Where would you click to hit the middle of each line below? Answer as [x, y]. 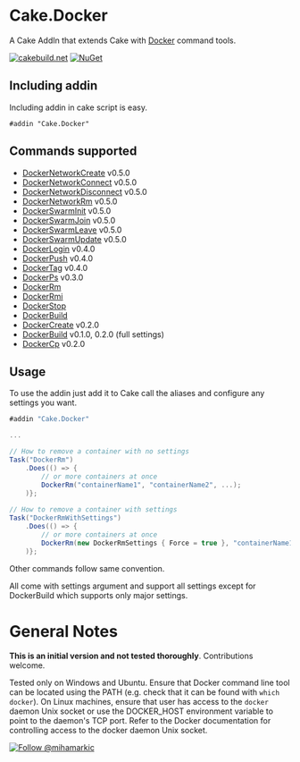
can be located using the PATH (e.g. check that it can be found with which [144, 692]
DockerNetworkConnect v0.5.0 [79, 182]
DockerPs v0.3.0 [53, 277]
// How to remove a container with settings [93, 510]
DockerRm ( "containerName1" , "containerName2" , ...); [142, 485]
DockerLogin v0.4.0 [58, 249]
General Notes [64, 631]
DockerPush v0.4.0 [58, 258]
